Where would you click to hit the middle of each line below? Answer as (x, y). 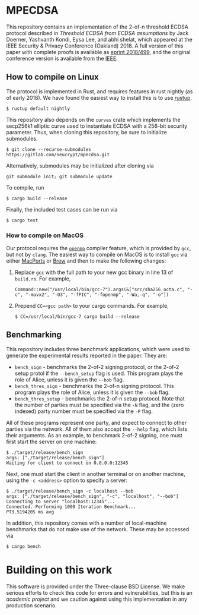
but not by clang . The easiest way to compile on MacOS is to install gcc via (97, 255)
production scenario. (32, 605)
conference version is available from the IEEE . (62, 58)
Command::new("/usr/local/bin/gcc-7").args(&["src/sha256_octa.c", (99, 290)
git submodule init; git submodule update (59, 176)
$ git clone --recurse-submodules (49, 149)
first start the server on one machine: (52, 441)
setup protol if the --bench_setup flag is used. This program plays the (99, 373)
